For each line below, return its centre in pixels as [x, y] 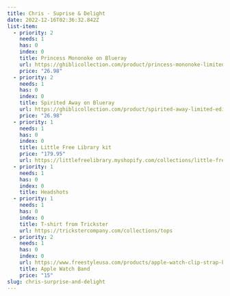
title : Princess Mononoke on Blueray [73, 58]
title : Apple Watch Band [55, 269]
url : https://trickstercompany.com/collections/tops [96, 231]
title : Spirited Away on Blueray [67, 103]
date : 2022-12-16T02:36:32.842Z [53, 20]
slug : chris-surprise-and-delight [56, 282]
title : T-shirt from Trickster [64, 224]
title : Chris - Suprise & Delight [56, 13]
